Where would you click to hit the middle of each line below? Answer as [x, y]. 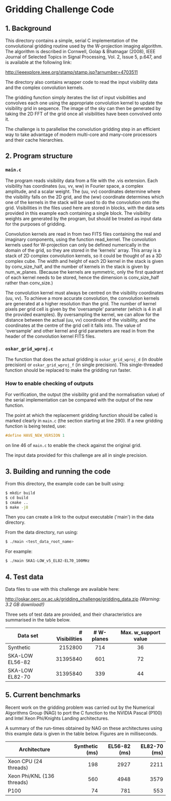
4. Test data [24, 577]
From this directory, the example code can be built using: [65, 483]
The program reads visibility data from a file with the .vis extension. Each [82, 181]
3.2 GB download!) [25, 605]
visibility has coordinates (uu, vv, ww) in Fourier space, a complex [74, 186]
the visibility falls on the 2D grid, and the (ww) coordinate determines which [85, 197]
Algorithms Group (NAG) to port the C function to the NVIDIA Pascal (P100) [84, 713]
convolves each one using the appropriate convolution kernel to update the [84, 103]
